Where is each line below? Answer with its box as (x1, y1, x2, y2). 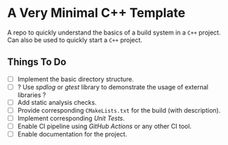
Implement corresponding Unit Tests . (17, 114, 125, 122)
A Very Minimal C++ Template (7, 5, 186, 21)
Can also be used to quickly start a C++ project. (7, 35, 142, 44)
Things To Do (7, 56, 67, 68)
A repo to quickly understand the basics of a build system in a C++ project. (7, 28, 221, 37)
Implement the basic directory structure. (17, 75, 135, 83)
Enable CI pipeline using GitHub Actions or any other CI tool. (17, 122, 192, 131)
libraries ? (17, 90, 46, 99)
